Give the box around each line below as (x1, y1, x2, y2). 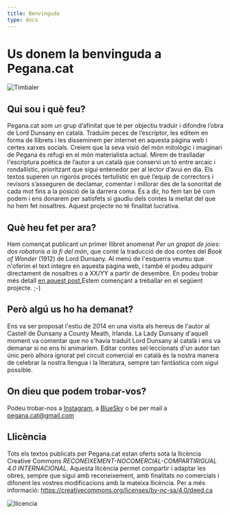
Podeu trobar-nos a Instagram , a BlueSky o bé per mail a (7, 403, 168, 412)
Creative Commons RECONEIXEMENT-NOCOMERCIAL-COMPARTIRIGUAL (7, 456, 218, 465)
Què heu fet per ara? (7, 221, 97, 234)
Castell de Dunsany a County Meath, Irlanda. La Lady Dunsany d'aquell (7, 329, 208, 337)
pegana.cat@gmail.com (7, 411, 74, 419)
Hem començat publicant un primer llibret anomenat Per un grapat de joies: (7, 240, 221, 248)
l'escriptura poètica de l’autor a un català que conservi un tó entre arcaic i (7, 158, 216, 166)
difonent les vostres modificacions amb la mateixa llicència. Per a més (7, 478, 206, 487)
